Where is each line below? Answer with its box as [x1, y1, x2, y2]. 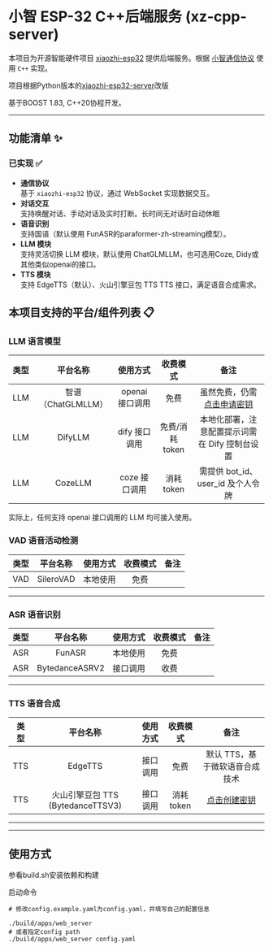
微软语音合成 [210, 761, 260, 772]
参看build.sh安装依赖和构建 [8, 871, 99, 880]
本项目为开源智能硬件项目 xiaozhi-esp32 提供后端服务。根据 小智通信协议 [8, 53, 255, 63]
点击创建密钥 [206, 794, 256, 806]
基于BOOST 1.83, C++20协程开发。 [8, 98, 126, 107]
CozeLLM [54, 477, 92, 489]
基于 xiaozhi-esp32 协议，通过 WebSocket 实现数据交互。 [19, 188, 214, 198]
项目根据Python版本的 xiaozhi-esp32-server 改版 [8, 80, 169, 90]
